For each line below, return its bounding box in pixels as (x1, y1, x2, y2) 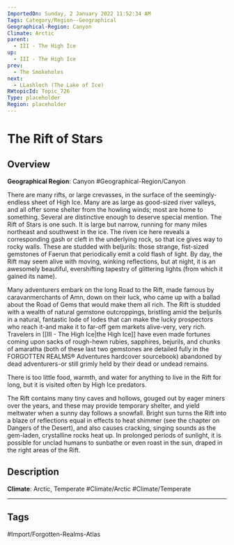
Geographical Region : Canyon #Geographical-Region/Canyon (7, 177, 186, 185)
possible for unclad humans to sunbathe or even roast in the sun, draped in (7, 438, 223, 447)
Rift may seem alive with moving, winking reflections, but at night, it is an (7, 257, 216, 266)
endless (7, 198, 30, 206)
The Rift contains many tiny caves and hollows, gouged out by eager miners (7, 394, 225, 402)
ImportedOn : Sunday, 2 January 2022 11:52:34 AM (7, 10, 151, 17)
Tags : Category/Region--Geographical (7, 17, 117, 24)
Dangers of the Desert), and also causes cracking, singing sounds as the (7, 423, 217, 432)
